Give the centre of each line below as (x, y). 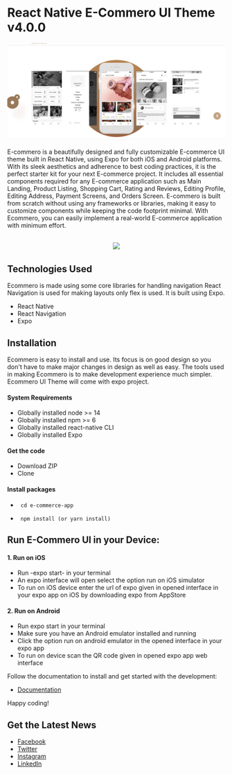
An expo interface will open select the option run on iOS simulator (111, 580)
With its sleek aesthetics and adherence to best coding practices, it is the (112, 167)
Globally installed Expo (50, 435)
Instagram (32, 757)
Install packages (32, 489)
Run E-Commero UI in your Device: (83, 540)
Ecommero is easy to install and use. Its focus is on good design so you (109, 360)
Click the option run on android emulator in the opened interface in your (119, 641)
